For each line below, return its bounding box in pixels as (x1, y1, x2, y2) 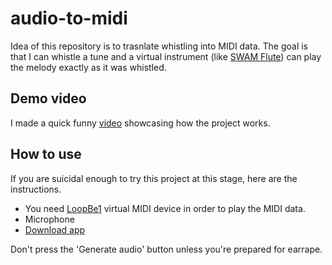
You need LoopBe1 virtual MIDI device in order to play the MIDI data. (24, 202, 306, 214)
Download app (24, 223, 86, 236)
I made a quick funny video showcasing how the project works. (10, 117, 271, 129)
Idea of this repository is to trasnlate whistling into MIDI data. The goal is (10, 40, 308, 52)
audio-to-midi (10, 7, 128, 30)
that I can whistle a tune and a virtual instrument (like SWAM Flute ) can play (10, 50, 322, 62)
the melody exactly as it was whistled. (10, 61, 167, 73)
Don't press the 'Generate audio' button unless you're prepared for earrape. (10, 243, 323, 255)
